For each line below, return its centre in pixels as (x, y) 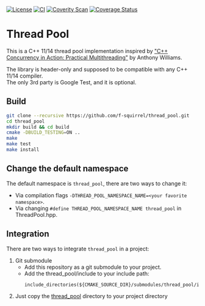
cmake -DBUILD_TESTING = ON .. (43, 133)
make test (19, 144)
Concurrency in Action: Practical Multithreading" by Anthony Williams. (94, 57)
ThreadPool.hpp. (36, 214)
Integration (28, 234)
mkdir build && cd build (38, 127)
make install (23, 150)
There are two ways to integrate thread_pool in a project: (78, 249)
